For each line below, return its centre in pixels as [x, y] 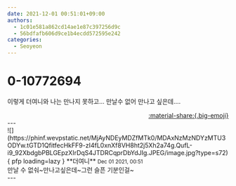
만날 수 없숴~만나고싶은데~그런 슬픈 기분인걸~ [71, 170]
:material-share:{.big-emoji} [189, 115]
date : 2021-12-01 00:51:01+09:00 [56, 14]
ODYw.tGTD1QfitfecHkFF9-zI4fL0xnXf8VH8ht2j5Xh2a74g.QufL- [100, 145]
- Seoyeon [28, 46]
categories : [25, 40]
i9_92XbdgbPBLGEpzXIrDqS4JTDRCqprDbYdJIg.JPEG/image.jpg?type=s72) [118, 152]
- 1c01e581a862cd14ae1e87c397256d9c [67, 27]
